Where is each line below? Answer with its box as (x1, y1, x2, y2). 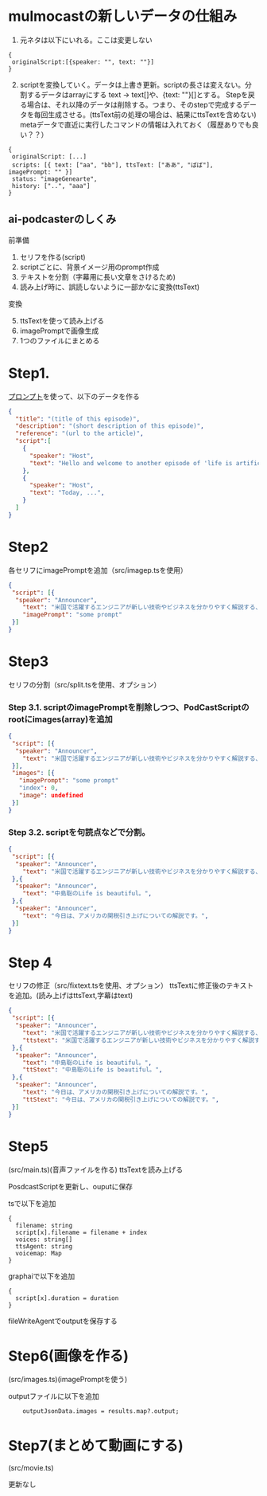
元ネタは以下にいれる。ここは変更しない (19, 35, 153, 45)
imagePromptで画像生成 (19, 326, 99, 335)
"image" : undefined (18, 792, 83, 800)
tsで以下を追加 (8, 1198, 56, 1208)
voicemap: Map (15, 1249, 62, 1257)
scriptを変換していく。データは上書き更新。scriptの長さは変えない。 (19, 80, 246, 89)
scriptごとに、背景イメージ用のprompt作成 (19, 262, 160, 272)
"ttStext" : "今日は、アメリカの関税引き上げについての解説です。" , (22, 1095, 220, 1103)
